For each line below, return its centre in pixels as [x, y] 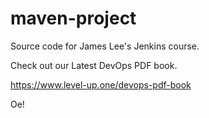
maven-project [73, 18]
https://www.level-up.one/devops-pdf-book [101, 84]
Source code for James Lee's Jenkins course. [105, 46]
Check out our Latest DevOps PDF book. [94, 65]
